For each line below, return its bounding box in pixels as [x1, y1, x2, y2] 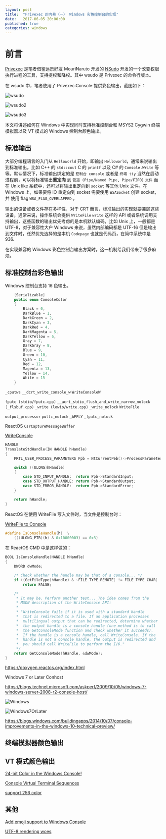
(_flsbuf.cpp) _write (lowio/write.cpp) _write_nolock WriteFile [5, 405, 140, 410]
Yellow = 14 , [23, 371, 50, 376]
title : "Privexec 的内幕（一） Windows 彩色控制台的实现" [5, 12, 119, 17]
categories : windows [5, 26, 48, 31]
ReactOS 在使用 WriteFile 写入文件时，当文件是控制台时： [5, 511, 123, 517]
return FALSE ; [23, 582, 52, 587]
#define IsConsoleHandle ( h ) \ [5, 531, 70, 536]
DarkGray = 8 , [23, 343, 52, 348]
